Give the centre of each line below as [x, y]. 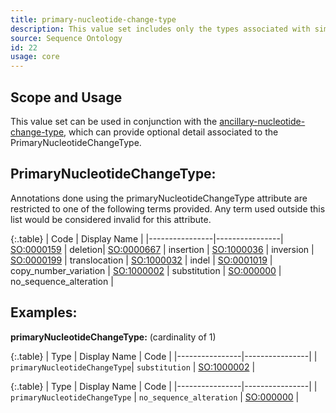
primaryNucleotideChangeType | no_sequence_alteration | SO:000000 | [155, 397]
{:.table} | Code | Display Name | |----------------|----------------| [147, 238]
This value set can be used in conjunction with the [114, 121]
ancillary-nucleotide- [262, 121]
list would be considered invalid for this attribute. [111, 219]
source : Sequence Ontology [66, 38]
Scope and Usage [66, 97]
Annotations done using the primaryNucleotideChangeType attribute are [159, 198]
